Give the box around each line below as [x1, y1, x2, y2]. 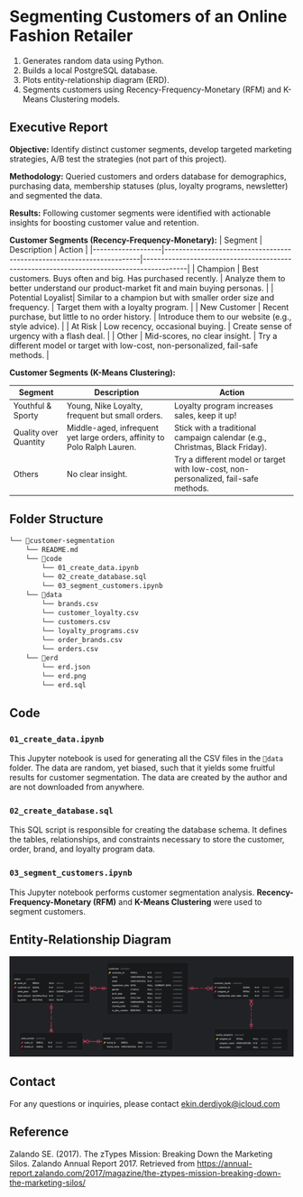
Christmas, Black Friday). [174, 441, 268, 452]
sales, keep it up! [174, 410, 237, 420]
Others [13, 468, 39, 479]
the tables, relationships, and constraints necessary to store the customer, [9, 834, 285, 845]
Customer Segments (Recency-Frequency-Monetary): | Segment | [9, 235, 263, 245]
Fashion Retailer [9, 25, 133, 46]
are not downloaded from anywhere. [9, 782, 145, 792]
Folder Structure [9, 511, 104, 527]
